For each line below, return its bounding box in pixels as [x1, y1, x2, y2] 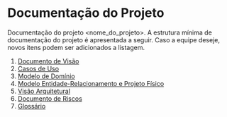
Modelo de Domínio [17, 72, 76, 80]
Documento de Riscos [17, 94, 83, 103]
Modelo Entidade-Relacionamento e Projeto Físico [17, 79, 165, 87]
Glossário [17, 101, 46, 110]
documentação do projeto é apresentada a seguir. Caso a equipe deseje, [7, 35, 220, 44]
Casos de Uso [17, 64, 59, 73]
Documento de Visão [17, 56, 79, 65]
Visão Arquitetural [17, 87, 71, 95]
